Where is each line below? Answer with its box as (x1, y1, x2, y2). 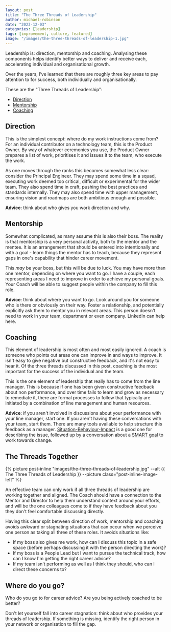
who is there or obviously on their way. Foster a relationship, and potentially (5, 302, 164, 308)
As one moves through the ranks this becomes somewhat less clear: (5, 167, 149, 173)
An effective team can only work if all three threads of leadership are (5, 486, 150, 493)
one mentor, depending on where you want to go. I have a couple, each (5, 270, 156, 276)
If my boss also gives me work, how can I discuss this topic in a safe (12, 539, 157, 545)
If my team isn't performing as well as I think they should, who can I (12, 561, 155, 567)
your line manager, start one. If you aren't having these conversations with (5, 416, 162, 422)
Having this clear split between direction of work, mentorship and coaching (5, 518, 163, 524)
